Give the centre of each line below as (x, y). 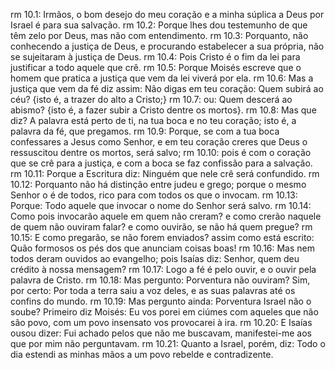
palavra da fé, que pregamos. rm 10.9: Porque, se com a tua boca (145, 131)
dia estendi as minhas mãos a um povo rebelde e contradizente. (142, 354)
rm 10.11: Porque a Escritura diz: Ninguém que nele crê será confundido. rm (165, 173)
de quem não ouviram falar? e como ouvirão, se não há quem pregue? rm (161, 227)
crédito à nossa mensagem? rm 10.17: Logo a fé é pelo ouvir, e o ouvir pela (163, 269)
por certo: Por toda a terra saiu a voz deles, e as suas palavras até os (153, 290)
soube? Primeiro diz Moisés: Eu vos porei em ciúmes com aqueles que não (164, 312)
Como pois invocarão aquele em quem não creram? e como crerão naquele (166, 216)
